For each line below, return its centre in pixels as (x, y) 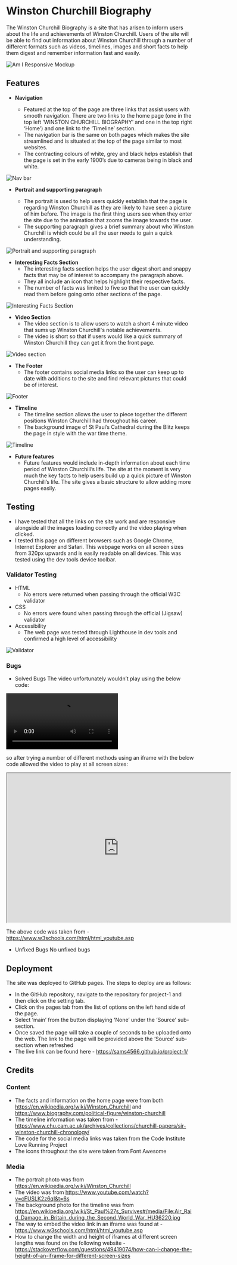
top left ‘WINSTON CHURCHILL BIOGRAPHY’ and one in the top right (108, 122)
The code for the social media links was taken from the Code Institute (100, 1138)
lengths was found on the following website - (70, 1243)
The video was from (39, 1192)
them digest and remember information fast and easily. (74, 53)
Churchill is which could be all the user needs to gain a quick (98, 233)
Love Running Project (41, 1144)
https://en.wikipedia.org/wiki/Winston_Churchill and (78, 1107)
